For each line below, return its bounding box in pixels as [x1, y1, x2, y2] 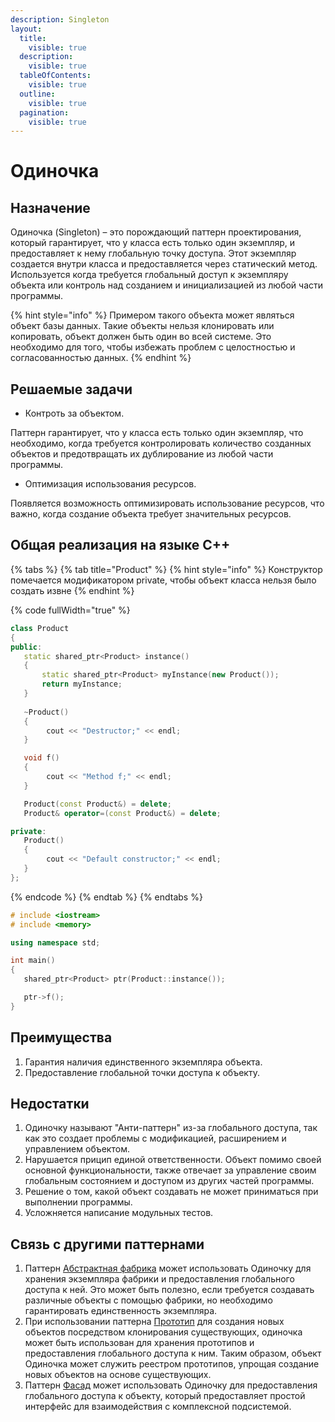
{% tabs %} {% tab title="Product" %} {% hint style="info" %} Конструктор [10, 563, 323, 575]
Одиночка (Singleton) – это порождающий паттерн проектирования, [10, 226, 302, 238]
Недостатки [10, 1095, 90, 1112]
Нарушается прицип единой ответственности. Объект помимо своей [24, 1154, 322, 1166]
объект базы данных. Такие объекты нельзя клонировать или [10, 320, 275, 332]
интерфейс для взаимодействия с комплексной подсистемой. [24, 1401, 292, 1413]
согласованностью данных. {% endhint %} [10, 352, 192, 364]
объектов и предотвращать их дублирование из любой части [10, 448, 274, 460]
